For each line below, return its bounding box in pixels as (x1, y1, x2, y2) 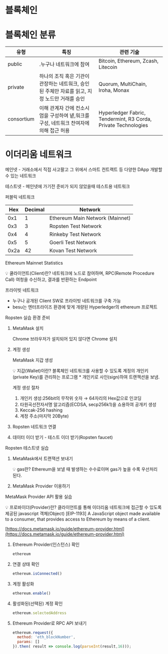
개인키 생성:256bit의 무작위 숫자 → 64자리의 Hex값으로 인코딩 (19, 395, 141, 401)
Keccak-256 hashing (19, 407, 63, 413)
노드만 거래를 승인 (45, 95, 85, 102)
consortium (7, 115, 35, 122)
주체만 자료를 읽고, (45, 88, 86, 95)
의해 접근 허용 (39, 127, 70, 134)
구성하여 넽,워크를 (49, 112, 90, 119)
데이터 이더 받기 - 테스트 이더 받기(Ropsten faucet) (12, 434, 113, 440)
